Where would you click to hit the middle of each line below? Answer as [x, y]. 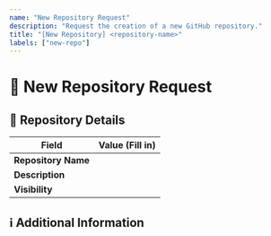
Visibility [33, 189]
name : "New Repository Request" [70, 17]
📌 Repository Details [67, 120]
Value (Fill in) [127, 145]
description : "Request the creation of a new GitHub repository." [136, 26]
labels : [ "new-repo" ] [50, 43]
